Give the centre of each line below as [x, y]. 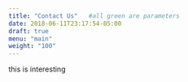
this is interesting [37, 69]
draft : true [28, 31]
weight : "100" [33, 46]
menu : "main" [31, 39]
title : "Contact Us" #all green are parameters [94, 16]
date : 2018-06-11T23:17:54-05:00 [65, 24]
